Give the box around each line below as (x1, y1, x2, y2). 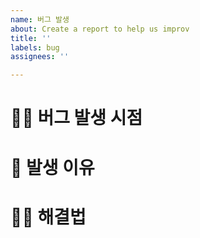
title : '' (10, 33, 52, 43)
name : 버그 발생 (10, 14, 70, 25)
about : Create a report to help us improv (10, 24, 190, 34)
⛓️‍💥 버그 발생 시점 (10, 107, 143, 130)
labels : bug (10, 42, 60, 53)
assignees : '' (10, 52, 70, 62)
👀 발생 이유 (10, 156, 95, 179)
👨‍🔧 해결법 (10, 206, 87, 228)
